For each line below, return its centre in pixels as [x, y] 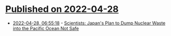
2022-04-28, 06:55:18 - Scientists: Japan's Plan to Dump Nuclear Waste [89, 23]
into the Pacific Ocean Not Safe [46, 28]
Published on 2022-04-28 [62, 9]
